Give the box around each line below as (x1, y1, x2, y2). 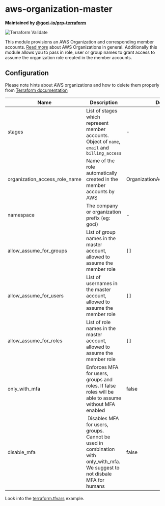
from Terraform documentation (5, 87, 68, 93)
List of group (86, 228, 116, 235)
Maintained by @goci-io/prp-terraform (5, 20, 86, 26)
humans (86, 482, 105, 489)
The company (86, 202, 118, 209)
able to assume (86, 395, 122, 401)
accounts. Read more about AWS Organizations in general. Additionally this (5, 44, 157, 50)
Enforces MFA (86, 363, 119, 370)
